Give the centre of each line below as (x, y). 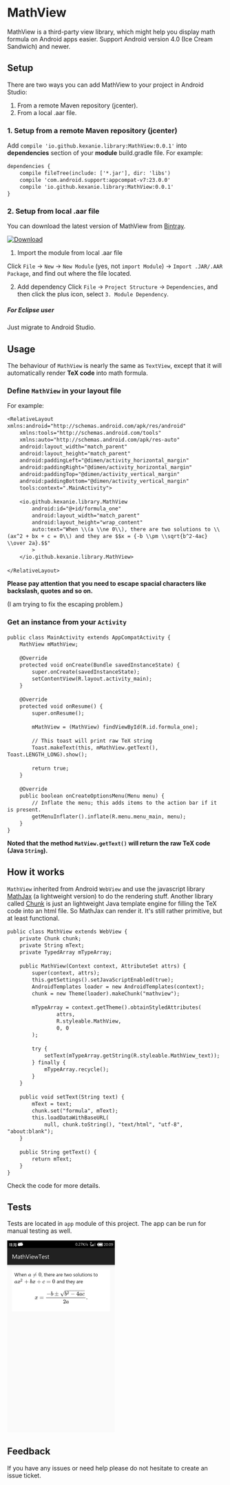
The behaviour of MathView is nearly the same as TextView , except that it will (115, 366)
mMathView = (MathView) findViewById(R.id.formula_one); (115, 727)
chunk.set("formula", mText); (75, 1111)
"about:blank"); (30, 1131)
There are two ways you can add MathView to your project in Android (106, 85)
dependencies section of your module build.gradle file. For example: (105, 153)
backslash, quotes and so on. (50, 591)
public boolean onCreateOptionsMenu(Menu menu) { (92, 796)
